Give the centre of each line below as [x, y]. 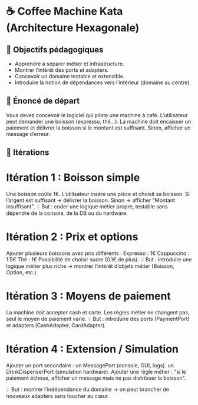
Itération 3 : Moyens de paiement [88, 296]
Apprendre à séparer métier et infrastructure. [70, 64]
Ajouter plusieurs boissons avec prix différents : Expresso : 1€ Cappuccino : [98, 253]
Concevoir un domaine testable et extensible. [70, 76]
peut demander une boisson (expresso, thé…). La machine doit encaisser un [99, 121]
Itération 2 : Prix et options [72, 237]
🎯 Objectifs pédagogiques [55, 50]
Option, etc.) [21, 273]
